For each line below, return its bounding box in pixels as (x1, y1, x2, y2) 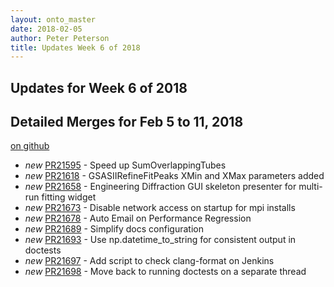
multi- (298, 181, 323, 193)
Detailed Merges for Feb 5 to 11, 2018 (10, 114, 244, 131)
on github (10, 140, 50, 152)
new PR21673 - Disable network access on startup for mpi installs (24, 202, 296, 214)
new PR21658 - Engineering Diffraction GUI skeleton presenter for (24, 181, 297, 193)
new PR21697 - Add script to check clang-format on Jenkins (24, 255, 275, 267)
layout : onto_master (10, 14, 97, 25)
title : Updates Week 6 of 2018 (10, 42, 141, 53)
